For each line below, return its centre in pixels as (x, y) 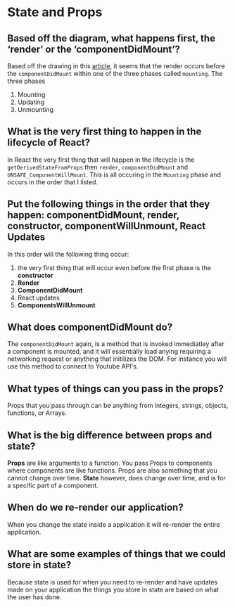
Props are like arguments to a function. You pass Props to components (110, 463)
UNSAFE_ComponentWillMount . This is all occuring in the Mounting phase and (114, 174)
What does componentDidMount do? (90, 327)
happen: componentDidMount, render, (93, 215)
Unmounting (36, 109)
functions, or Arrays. (37, 413)
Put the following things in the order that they (109, 204)
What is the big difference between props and (110, 435)
